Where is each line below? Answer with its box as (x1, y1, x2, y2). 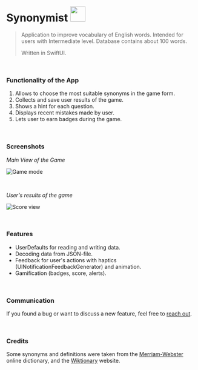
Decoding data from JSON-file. (15, 250, 93, 257)
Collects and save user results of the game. (15, 96, 124, 104)
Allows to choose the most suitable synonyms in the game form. (15, 90, 176, 97)
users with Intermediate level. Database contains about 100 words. (21, 37, 188, 45)
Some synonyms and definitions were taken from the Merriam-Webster (6, 351, 183, 358)
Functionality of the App (6, 76, 79, 84)
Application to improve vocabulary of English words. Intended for (21, 31, 183, 38)
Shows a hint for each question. (15, 103, 95, 110)
